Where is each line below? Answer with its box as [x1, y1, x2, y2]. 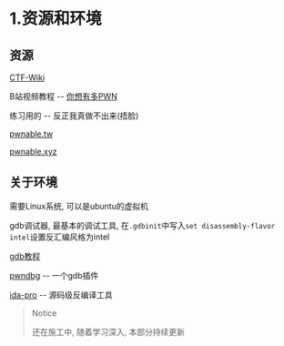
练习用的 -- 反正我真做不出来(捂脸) [9, 110, 139, 121]
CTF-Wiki [9, 72, 46, 83]
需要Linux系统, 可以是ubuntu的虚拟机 [9, 200, 148, 211]
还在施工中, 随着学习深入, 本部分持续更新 [31, 326, 185, 337]
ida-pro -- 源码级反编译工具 [9, 289, 114, 300]
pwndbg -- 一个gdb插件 [9, 270, 99, 280]
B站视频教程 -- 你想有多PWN [9, 91, 118, 101]
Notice [31, 307, 57, 319]
